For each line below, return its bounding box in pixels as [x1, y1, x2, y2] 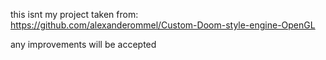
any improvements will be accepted [10, 39, 157, 50]
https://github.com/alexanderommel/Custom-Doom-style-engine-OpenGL [10, 19, 316, 31]
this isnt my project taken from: [10, 9, 139, 20]
